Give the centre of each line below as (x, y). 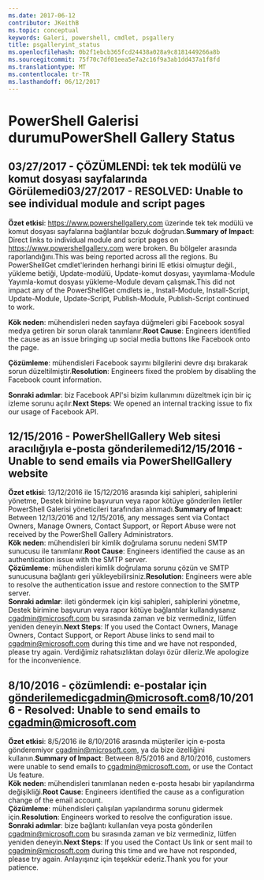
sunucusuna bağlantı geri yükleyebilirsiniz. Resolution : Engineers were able (130, 576)
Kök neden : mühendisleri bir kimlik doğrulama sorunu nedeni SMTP (118, 543)
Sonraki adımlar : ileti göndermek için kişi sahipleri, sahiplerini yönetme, (124, 602)
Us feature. (26, 775)
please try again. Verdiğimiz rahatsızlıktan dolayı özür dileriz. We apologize (129, 652)
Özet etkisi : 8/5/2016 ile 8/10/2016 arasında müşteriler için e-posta (117, 742)
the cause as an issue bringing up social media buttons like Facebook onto (129, 339)
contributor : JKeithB (44, 23)
